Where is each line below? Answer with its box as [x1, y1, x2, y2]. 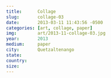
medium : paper [6, 42, 51, 48]
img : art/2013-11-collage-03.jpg [6, 30, 106, 36]
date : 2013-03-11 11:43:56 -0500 [6, 19, 103, 25]
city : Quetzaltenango [6, 47, 75, 53]
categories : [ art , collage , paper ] [6, 25, 93, 31]
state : [6, 52, 22, 58]
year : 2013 [6, 36, 48, 42]
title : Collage [6, 8, 57, 15]
